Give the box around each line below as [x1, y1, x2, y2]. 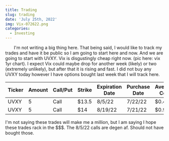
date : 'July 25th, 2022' [5, 17, 57, 22]
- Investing [10, 31, 35, 36]
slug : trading [5, 12, 35, 17]
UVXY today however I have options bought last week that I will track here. [5, 72, 160, 77]
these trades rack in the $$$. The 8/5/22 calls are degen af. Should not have [5, 124, 164, 130]
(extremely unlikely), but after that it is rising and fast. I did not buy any [5, 66, 152, 72]
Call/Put [52, 87, 73, 93]
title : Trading [5, 7, 37, 13]
